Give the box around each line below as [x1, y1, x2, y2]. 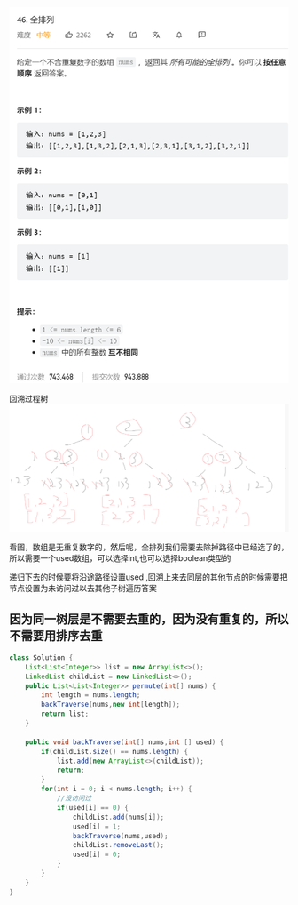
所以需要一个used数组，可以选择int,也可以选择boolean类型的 [9, 553, 231, 564]
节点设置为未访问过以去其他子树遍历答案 [9, 583, 157, 594]
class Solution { [9, 653, 74, 662]
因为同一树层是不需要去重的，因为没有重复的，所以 [9, 612, 289, 627]
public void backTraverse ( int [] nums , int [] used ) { [25, 737, 224, 747]
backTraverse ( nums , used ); [72, 831, 169, 840]
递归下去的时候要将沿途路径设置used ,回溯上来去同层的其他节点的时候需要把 [9, 572, 288, 582]
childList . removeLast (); [72, 841, 165, 850]
